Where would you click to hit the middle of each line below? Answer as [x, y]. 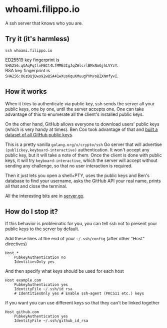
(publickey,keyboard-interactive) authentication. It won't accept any [77, 149]
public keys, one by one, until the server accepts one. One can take [74, 109]
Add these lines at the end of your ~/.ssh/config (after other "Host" [75, 239]
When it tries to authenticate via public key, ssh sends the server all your [80, 103]
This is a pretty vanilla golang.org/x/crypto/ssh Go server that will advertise [83, 144]
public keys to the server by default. [42, 229]
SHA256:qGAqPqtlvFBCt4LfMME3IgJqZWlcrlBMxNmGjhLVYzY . [62, 65]
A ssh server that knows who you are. [44, 23]
